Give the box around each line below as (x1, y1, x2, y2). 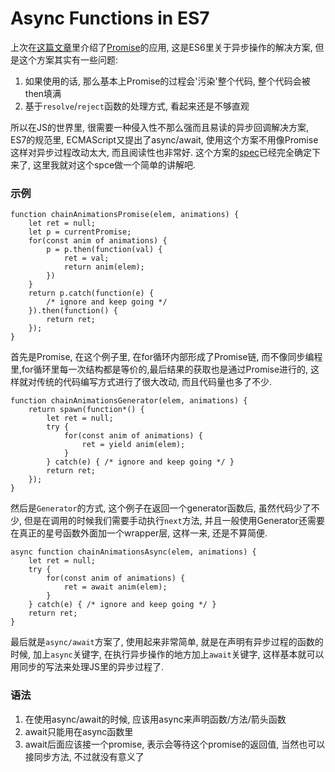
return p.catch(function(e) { (28, 288, 155, 299)
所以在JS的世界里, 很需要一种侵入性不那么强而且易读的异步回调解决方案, (10, 121, 309, 133)
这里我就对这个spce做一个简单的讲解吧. (32, 158, 197, 171)
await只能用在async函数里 (24, 725, 134, 737)
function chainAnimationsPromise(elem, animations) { (10, 210, 240, 220)
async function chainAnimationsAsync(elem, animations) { (10, 547, 257, 557)
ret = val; (63, 253, 110, 264)
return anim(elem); (63, 262, 145, 272)
